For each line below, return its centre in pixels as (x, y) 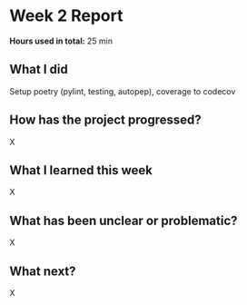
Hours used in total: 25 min (61, 41)
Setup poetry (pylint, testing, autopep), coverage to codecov (123, 91)
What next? (43, 271)
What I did (39, 69)
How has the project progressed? (105, 120)
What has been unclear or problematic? (123, 220)
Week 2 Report (66, 16)
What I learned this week (81, 170)
